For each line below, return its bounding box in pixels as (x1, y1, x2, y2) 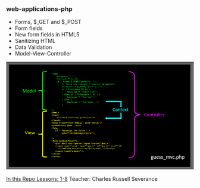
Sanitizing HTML (14, 38, 56, 45)
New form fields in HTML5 (14, 31, 80, 38)
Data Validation (14, 44, 52, 51)
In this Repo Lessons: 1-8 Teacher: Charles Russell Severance (6, 175, 158, 182)
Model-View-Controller (14, 50, 71, 57)
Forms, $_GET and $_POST (14, 19, 82, 26)
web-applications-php (6, 5, 73, 13)
